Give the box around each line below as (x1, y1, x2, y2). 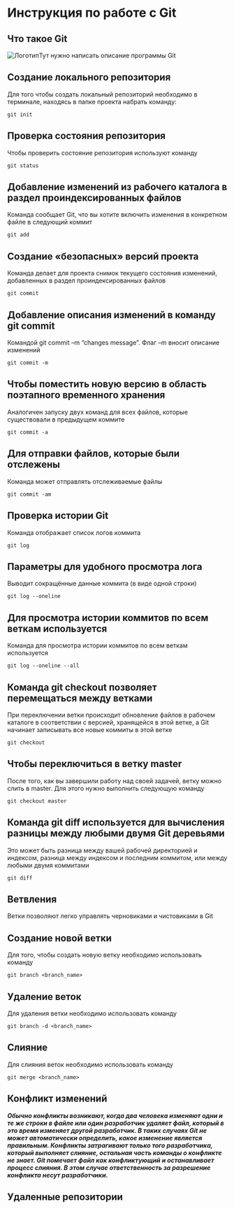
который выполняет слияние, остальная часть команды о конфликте (7, 1148, 222, 1157)
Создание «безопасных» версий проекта (7, 250, 199, 262)
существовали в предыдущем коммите (7, 415, 125, 424)
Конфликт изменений (7, 1093, 108, 1105)
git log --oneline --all (7, 662, 80, 669)
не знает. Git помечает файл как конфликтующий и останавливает (7, 1156, 214, 1164)
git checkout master (7, 797, 68, 805)
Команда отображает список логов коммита (7, 528, 141, 536)
